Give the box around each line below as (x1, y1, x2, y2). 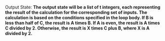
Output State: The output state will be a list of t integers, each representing (5, 4, 161, 10)
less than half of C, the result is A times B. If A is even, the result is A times (5, 20, 160, 26)
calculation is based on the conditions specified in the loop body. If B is (5, 15, 154, 20)
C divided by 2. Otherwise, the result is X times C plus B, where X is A (5, 25, 150, 31)
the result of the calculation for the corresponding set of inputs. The (5, 9, 148, 15)
